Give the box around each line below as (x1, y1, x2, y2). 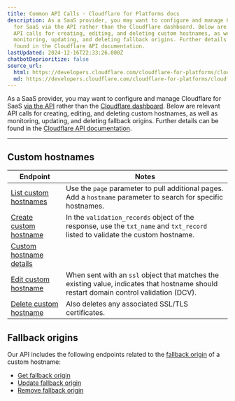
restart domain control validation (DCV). (66, 288, 197, 297)
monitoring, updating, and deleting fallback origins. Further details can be (7, 117, 219, 125)
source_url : (7, 62, 42, 69)
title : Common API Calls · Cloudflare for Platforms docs (7, 10, 180, 17)
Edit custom (10, 274, 50, 284)
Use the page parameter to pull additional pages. (66, 183, 224, 193)
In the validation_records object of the (66, 213, 194, 223)
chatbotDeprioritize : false (7, 56, 90, 63)
